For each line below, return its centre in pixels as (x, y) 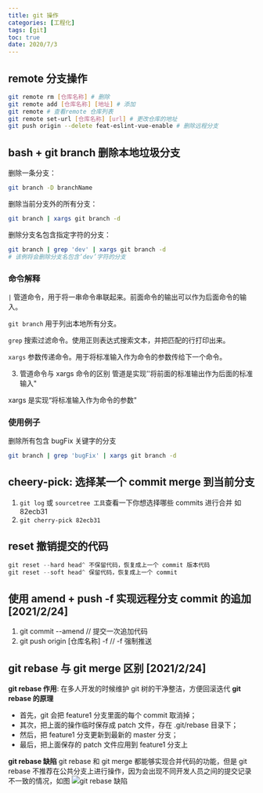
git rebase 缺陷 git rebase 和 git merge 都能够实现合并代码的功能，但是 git (128, 762)
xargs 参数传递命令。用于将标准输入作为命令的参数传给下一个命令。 (117, 356)
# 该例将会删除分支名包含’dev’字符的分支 (67, 257)
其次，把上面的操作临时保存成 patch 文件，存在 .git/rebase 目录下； (129, 725)
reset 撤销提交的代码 (58, 546)
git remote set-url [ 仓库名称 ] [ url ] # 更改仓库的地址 (93, 119)
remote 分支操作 (48, 78)
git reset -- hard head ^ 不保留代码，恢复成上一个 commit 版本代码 (109, 565)
